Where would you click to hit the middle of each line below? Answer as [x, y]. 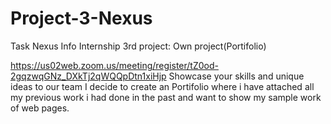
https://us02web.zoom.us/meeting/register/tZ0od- [114, 65]
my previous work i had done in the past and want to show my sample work [166, 97]
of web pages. [40, 108]
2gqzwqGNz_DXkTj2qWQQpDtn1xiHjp [88, 76]
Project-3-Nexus [81, 18]
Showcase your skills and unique [236, 76]
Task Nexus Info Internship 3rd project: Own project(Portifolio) [138, 46]
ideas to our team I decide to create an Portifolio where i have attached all [162, 86]
